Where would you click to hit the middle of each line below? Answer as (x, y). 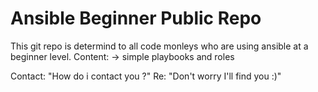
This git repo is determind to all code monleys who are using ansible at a (159, 46)
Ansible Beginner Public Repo (136, 18)
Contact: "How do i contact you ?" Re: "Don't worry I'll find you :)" (146, 76)
